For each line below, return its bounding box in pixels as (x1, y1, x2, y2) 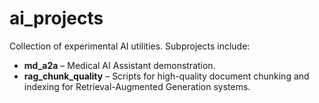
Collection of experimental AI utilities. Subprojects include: (9, 40, 251, 52)
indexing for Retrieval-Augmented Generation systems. (23, 80, 251, 92)
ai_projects (9, 7, 104, 30)
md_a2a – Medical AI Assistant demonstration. (23, 59, 216, 71)
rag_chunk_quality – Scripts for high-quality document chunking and (23, 70, 310, 82)
